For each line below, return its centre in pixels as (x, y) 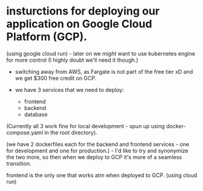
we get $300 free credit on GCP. (56, 78)
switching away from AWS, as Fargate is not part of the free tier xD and (104, 71)
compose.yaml (25, 132)
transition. (19, 163)
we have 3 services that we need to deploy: (69, 89)
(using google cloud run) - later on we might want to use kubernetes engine (101, 53)
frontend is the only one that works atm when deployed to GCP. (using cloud (102, 175)
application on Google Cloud (79, 24)
